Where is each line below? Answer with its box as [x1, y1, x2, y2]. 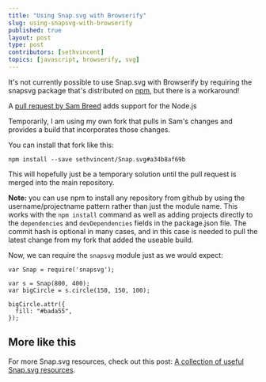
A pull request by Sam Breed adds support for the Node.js [8, 100, 197, 111]
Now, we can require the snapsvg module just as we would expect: [8, 250, 223, 259]
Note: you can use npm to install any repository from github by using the [8, 193, 245, 202]
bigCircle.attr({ [8, 300, 66, 308]
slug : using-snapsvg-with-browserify [8, 19, 133, 27]
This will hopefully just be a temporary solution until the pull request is [8, 169, 237, 179]
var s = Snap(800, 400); [8, 279, 90, 287]
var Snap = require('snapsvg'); [8, 266, 115, 274]
